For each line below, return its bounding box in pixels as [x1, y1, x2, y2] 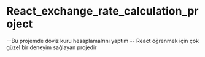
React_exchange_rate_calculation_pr [6, 4, 199, 18]
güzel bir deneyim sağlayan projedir [6, 44, 97, 51]
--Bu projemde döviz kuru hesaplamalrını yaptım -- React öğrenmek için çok [6, 37, 199, 44]
